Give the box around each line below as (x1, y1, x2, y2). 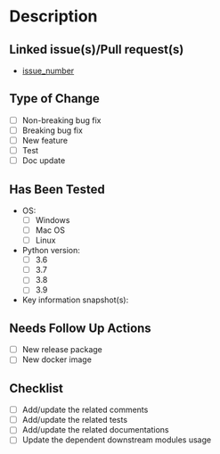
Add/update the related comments (21, 404, 149, 416)
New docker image (21, 354, 92, 365)
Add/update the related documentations (21, 425, 169, 435)
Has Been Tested (9, 181, 105, 197)
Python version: (21, 245, 80, 256)
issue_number (21, 65, 75, 76)
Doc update (21, 155, 66, 166)
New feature (21, 135, 69, 145)
